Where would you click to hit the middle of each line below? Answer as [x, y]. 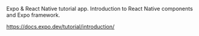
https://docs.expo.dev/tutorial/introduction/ [60, 27]
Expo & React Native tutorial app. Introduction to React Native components [100, 9]
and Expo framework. [33, 15]
